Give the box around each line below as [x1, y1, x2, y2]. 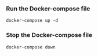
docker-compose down [6, 44, 56, 50]
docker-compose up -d [6, 18, 59, 24]
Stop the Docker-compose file [6, 31, 93, 39]
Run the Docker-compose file [6, 5, 90, 13]
